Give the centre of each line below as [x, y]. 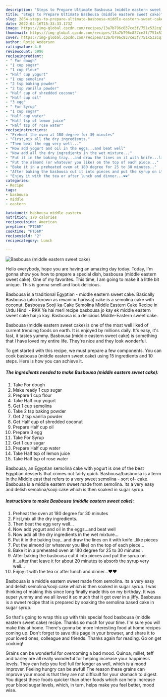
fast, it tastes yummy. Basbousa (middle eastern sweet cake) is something [82, 336]
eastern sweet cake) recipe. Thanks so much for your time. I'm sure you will [83, 622]
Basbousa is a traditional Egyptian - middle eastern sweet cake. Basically [80, 294]
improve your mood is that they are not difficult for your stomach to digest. [82, 675]
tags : [11, 190]
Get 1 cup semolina [32, 406]
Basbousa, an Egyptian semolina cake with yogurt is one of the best [75, 468]
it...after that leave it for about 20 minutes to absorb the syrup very [81, 561]
